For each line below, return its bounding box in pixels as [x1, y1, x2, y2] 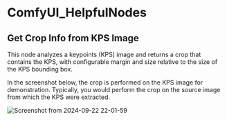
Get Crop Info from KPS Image [7, 32, 140, 44]
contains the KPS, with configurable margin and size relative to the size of [7, 58, 218, 66]
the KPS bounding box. [7, 65, 73, 73]
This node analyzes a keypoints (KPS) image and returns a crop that [7, 50, 201, 58]
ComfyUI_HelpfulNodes [7, 5, 147, 21]
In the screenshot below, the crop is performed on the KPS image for [7, 78, 203, 87]
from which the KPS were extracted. [7, 93, 111, 101]
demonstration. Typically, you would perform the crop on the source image [7, 86, 221, 93]
